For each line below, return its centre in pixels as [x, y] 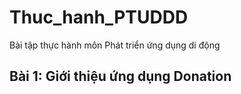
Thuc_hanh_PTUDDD [99, 17]
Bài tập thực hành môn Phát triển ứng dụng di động [115, 45]
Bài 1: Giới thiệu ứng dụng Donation [120, 76]
